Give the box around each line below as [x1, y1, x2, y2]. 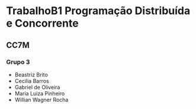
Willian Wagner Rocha [14, 96, 69, 103]
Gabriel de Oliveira [14, 84, 60, 91]
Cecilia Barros [14, 77, 49, 84]
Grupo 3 [6, 58, 30, 66]
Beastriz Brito [14, 71, 49, 78]
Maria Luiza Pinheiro [14, 90, 65, 97]
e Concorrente [6, 16, 79, 30]
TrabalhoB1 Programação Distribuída [6, 4, 191, 18]
